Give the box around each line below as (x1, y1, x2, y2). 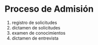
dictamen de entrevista (11, 35, 59, 41)
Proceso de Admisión (4, 3, 94, 15)
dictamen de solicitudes (11, 24, 61, 30)
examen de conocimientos (11, 30, 66, 36)
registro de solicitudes (11, 20, 57, 25)
